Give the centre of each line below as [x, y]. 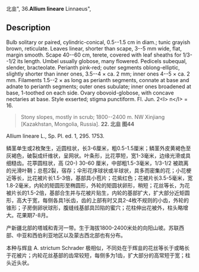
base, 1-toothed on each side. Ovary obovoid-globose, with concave [90, 93]
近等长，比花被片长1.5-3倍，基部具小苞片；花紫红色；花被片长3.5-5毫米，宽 [99, 178]
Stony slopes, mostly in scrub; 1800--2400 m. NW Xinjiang [93, 117]
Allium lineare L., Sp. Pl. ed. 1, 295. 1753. [56, 136]
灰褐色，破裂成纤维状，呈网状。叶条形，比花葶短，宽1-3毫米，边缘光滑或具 [99, 155]
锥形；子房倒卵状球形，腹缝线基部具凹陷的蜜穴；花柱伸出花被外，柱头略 [94, 208]
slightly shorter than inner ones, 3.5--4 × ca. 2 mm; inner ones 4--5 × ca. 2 [98, 74]
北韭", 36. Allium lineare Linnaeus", [49, 9]
